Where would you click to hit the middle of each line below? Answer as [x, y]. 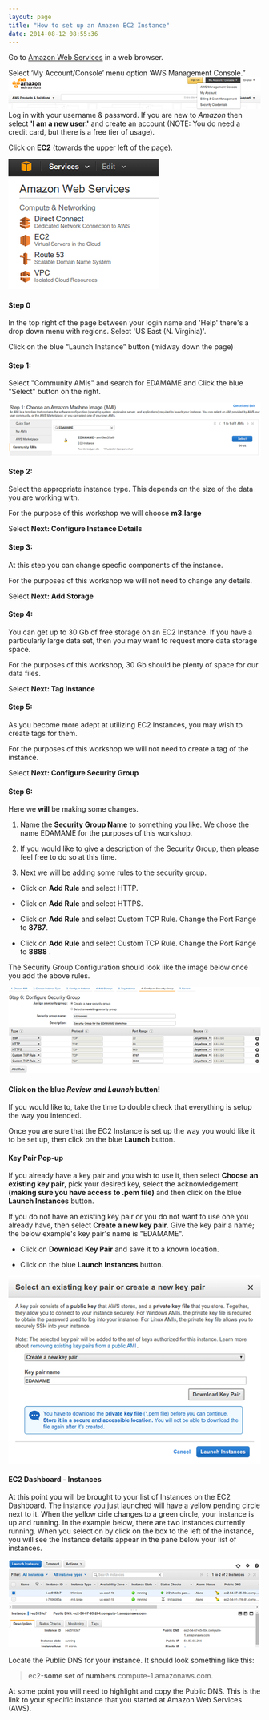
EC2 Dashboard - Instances [55, 1479]
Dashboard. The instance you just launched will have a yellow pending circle [134, 1505]
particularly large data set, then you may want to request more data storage [133, 640]
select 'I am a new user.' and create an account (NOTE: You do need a [124, 123]
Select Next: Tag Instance [52, 688]
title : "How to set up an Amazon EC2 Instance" [89, 25]
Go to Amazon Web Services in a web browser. [86, 58]
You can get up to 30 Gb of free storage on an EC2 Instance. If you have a [130, 632]
